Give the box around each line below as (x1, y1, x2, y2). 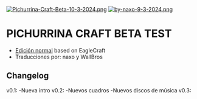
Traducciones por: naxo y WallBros (15, 53, 103, 60)
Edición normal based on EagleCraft (15, 46, 106, 54)
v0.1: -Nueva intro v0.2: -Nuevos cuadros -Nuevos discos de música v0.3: (6, 86, 192, 94)
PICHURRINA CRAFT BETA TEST (6, 27, 172, 40)
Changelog (6, 71, 49, 81)
